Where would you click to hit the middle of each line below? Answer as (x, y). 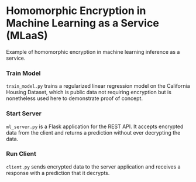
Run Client (21, 154)
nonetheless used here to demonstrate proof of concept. (75, 98)
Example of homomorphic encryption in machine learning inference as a (93, 51)
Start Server (24, 114)
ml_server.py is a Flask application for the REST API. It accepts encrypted (95, 126)
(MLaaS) (27, 36)
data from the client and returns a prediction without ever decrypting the (93, 132)
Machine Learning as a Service (82, 23)
